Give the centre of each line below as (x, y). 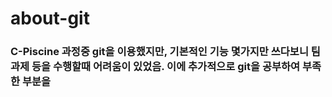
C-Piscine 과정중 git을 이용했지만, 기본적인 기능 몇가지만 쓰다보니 (159, 52)
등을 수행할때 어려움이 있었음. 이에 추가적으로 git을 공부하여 (166, 67)
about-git (50, 18)
